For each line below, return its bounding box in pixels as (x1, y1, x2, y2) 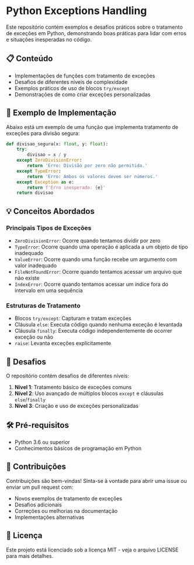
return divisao (16, 190, 54, 196)
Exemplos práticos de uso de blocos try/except (14, 84, 130, 91)
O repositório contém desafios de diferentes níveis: (6, 372, 130, 379)
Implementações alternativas (14, 513, 85, 520)
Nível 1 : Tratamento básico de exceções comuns (14, 384, 132, 391)
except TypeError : (16, 168, 61, 174)
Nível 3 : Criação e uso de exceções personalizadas (14, 403, 139, 410)
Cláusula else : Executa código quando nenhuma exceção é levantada (14, 321, 183, 328)
